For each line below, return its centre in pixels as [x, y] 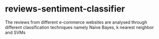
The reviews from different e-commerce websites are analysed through [76, 22]
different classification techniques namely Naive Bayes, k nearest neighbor [79, 27]
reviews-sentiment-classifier [65, 9]
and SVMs [15, 32]
